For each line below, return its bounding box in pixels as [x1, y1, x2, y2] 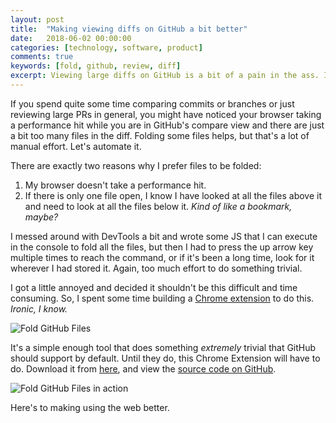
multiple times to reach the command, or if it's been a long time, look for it [10, 251, 315, 263]
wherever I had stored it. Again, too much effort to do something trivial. [10, 262, 303, 274]
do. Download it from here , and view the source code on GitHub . [10, 362, 277, 375]
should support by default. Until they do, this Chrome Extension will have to [10, 352, 321, 364]
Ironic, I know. [10, 302, 68, 315]
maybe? [24, 211, 59, 223]
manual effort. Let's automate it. [10, 140, 142, 152]
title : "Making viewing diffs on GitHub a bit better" [10, 24, 248, 34]
